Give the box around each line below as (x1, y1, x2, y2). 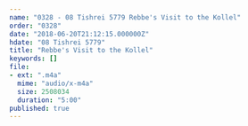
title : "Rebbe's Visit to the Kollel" (9, 46, 153, 55)
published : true (9, 104, 70, 113)
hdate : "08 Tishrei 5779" (9, 37, 105, 47)
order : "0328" (9, 21, 62, 30)
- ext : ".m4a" (9, 71, 62, 80)
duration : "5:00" (17, 95, 82, 105)
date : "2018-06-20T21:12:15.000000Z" (9, 29, 150, 38)
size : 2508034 (17, 87, 70, 96)
